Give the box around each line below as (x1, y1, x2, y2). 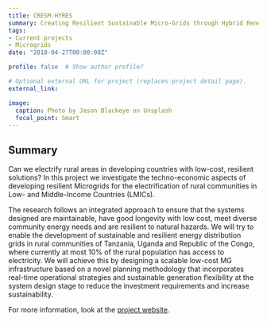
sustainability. (8, 289, 53, 299)
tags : (8, 26, 26, 34)
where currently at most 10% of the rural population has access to (8, 247, 225, 257)
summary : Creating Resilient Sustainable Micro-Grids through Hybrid (8, 19, 244, 27)
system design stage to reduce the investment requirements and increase (8, 281, 250, 291)
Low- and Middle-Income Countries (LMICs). (8, 190, 155, 200)
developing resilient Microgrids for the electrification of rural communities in (8, 181, 257, 191)
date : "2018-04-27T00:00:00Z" (8, 48, 109, 56)
